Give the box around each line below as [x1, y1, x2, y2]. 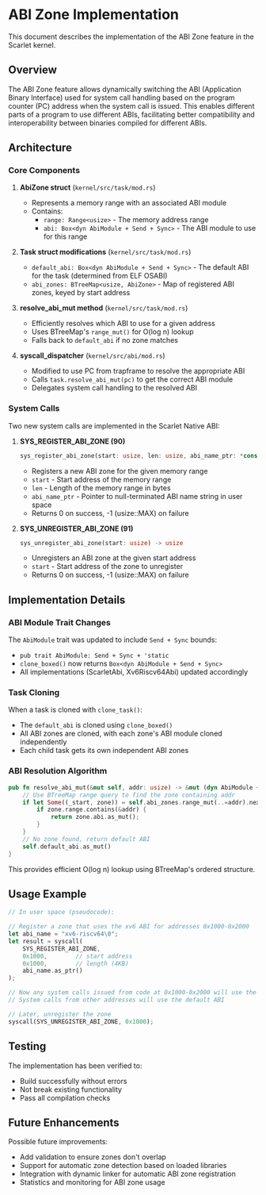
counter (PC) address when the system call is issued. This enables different [8, 101, 255, 110]
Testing [8, 1039, 47, 1053]
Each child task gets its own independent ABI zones [19, 746, 189, 755]
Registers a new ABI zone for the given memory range [31, 466, 208, 475]
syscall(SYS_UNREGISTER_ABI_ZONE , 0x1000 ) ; [8, 1017, 154, 1025]
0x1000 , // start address [22, 952, 133, 960]
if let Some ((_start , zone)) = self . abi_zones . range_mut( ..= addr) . [22, 798, 249, 806]
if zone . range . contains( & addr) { [36, 805, 147, 814]
